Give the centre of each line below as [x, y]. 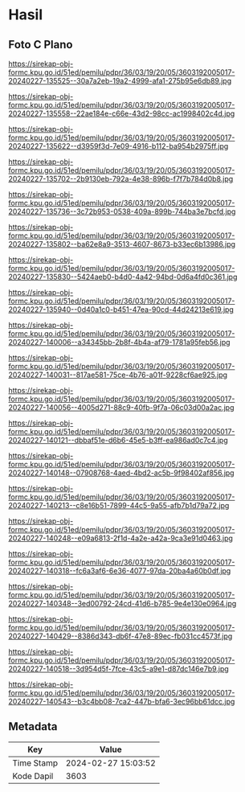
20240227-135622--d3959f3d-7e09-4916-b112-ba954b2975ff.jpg [118, 146]
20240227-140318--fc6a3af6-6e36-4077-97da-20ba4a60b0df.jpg [120, 571]
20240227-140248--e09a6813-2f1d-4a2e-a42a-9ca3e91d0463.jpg [120, 538]
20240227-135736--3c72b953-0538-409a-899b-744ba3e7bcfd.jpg [122, 211]
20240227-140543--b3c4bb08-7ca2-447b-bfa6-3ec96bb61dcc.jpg [122, 702]
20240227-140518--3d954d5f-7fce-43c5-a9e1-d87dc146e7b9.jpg [118, 669]
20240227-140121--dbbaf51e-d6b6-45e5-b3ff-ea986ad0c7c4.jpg [118, 440]
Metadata [33, 726]
